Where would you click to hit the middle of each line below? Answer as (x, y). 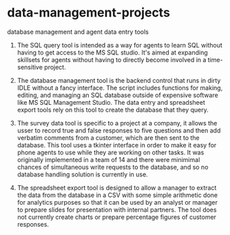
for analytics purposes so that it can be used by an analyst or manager (117, 202)
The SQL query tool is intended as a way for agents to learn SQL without (119, 45)
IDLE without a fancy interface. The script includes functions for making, (120, 88)
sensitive (30, 67)
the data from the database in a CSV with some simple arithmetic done (117, 195)
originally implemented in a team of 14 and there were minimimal (108, 159)
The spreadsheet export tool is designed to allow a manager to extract (117, 187)
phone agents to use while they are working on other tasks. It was (111, 152)
